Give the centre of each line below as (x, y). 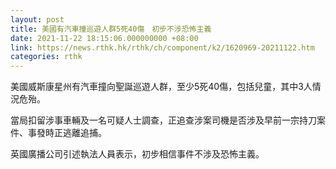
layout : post (37, 19)
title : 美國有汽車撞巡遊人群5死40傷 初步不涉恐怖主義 (111, 29)
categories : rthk (46, 57)
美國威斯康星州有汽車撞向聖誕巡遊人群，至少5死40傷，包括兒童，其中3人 (161, 87)
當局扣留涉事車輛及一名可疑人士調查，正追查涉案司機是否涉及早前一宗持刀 (163, 120)
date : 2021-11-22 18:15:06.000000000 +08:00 (104, 38)
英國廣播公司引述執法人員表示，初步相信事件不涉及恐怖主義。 (137, 154)
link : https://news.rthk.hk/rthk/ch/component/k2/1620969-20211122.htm (162, 47)
